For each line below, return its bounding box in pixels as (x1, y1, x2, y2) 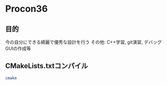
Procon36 (5, 3, 48, 15)
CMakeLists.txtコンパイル (5, 62, 88, 70)
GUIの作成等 (5, 45, 31, 51)
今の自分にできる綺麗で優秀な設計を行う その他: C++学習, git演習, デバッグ (5, 39, 162, 45)
